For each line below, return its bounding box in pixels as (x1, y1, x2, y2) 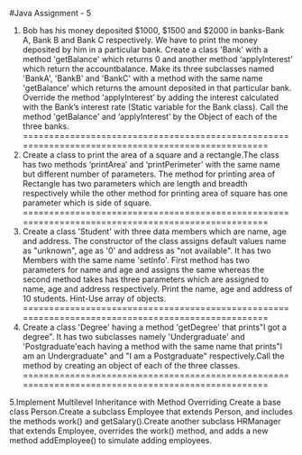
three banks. (22, 121, 69, 132)
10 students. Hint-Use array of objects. (22, 293, 167, 304)
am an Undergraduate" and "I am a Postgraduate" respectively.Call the (22, 350, 285, 361)
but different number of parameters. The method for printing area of (22, 168, 276, 179)
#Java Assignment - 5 (9, 8, 92, 18)
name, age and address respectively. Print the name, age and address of (22, 284, 293, 294)
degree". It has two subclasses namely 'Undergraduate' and (22, 332, 245, 341)
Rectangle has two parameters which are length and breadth (22, 178, 248, 188)
